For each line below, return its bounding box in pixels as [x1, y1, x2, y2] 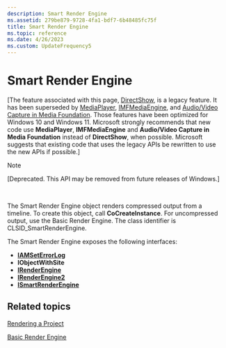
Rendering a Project [7, 319, 64, 328]
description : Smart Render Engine [7, 10, 108, 17]
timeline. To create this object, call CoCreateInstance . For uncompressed [7, 209, 218, 217]
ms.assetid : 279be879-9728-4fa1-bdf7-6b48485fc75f [7, 17, 157, 24]
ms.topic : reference [7, 29, 67, 37]
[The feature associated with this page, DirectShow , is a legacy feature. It [7, 96, 217, 104]
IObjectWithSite [17, 258, 65, 266]
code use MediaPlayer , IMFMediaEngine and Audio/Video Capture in [7, 125, 210, 133]
